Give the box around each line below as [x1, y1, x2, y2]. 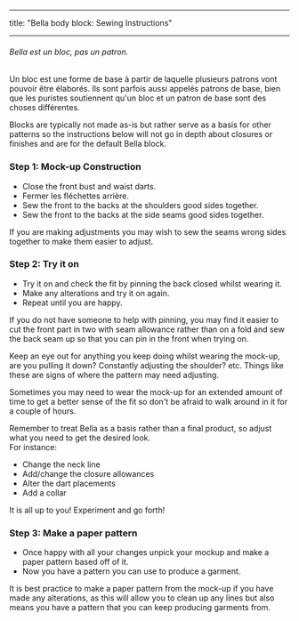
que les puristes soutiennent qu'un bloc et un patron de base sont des [9, 93, 267, 103]
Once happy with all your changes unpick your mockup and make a [21, 547, 270, 558]
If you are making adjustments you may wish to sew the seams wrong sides [9, 226, 287, 237]
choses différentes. [9, 102, 80, 113]
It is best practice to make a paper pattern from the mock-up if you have [9, 584, 274, 594]
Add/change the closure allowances [21, 468, 155, 479]
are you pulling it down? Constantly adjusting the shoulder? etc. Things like [9, 359, 285, 370]
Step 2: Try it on [9, 258, 80, 270]
